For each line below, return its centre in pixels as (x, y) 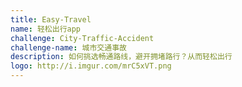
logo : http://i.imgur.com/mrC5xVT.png (91, 66)
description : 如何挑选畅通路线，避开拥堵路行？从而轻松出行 (121, 57)
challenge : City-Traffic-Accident (82, 38)
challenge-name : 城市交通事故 (68, 47)
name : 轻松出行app (46, 29)
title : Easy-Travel (51, 19)
